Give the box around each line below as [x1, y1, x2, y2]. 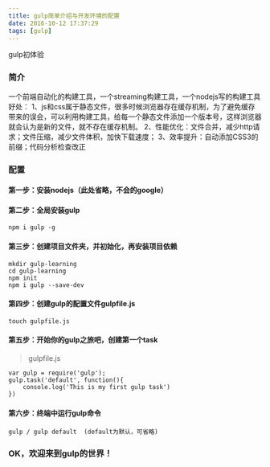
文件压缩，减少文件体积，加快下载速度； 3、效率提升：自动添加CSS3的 [22, 132, 259, 141]
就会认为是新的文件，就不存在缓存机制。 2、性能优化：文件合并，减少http [8, 121, 253, 131]
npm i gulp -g [8, 223, 56, 231]
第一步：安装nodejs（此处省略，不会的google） [8, 186, 169, 195]
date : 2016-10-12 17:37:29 [8, 19, 99, 27]
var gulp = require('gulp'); [8, 369, 106, 377]
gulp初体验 [8, 50, 44, 59]
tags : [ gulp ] [8, 27, 52, 35]
